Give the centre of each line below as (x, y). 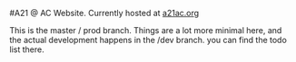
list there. (27, 49)
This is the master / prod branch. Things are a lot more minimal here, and (146, 30)
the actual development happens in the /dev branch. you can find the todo (148, 40)
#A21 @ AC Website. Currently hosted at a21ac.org (104, 13)
